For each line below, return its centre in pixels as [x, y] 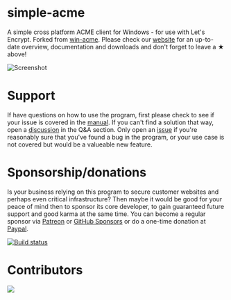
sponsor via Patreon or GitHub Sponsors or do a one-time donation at [106, 221]
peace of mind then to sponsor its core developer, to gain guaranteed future [115, 206]
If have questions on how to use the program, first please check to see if [111, 115]
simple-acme [46, 13]
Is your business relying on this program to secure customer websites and [113, 192]
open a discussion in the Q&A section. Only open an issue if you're [102, 129]
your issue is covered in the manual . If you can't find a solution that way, [110, 122]
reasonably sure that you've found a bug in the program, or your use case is [116, 137]
